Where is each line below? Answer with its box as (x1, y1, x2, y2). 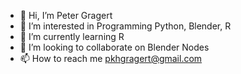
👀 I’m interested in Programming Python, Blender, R (19, 20, 232, 32)
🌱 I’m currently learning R (19, 31, 125, 42)
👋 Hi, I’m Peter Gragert (19, 10, 113, 21)
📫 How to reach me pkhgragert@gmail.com (19, 53, 203, 64)
